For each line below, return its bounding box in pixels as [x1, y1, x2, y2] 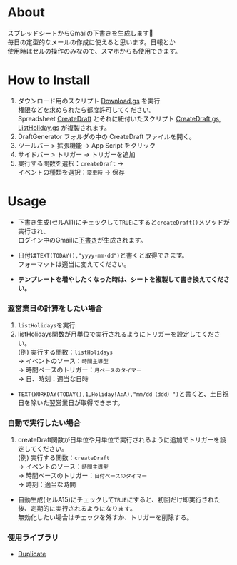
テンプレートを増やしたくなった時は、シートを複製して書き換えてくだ [17, 275, 223, 283]
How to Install [7, 72, 91, 88]
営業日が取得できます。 [55, 399, 124, 407]
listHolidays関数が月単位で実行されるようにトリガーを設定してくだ [17, 330, 214, 339]
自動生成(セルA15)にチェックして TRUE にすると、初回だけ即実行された [17, 495, 221, 504]
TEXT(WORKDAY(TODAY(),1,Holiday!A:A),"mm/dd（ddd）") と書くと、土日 [17, 390, 223, 398]
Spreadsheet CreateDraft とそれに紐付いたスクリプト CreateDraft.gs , [17, 114, 221, 123]
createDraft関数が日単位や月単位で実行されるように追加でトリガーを [17, 436, 221, 444]
